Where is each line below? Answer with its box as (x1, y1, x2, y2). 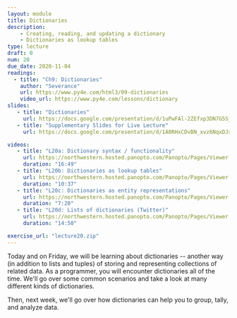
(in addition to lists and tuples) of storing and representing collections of (7, 259, 217, 268)
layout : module (7, 10, 52, 18)
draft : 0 (7, 50, 33, 57)
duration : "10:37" (23, 181, 78, 188)
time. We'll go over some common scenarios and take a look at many (7, 274, 207, 283)
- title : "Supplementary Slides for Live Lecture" (16, 121, 169, 129)
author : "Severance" (20, 82, 80, 90)
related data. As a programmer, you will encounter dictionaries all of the (7, 267, 215, 275)
